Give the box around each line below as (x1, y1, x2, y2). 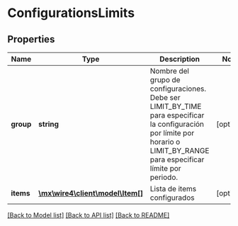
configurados (149, 193, 195, 203)
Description (159, 55, 200, 64)
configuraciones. (149, 84, 207, 94)
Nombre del (149, 66, 190, 76)
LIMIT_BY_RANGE (149, 146, 210, 155)
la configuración (149, 119, 204, 129)
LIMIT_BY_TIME (149, 101, 202, 111)
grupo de (149, 75, 181, 84)
